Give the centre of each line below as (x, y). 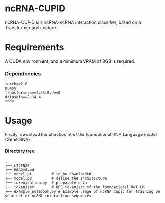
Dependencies (23, 73)
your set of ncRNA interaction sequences (48, 196)
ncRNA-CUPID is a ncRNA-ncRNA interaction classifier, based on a (73, 22)
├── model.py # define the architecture (56, 179)
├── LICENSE (17, 166)
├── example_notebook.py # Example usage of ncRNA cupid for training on (83, 192)
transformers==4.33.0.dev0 (33, 93)
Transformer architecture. (31, 27)
